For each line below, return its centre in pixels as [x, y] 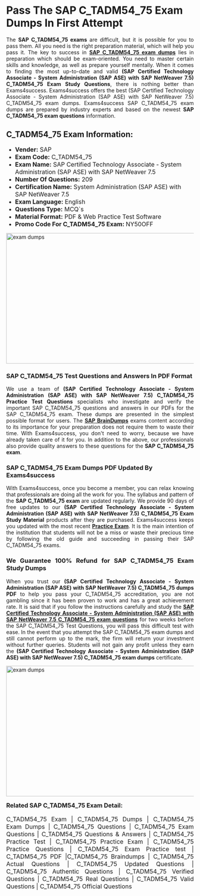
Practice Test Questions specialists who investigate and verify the [100, 402]
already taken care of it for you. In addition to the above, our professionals [100, 440]
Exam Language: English [50, 202]
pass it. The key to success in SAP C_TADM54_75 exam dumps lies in [100, 52]
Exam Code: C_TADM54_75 [53, 157]
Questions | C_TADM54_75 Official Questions [69, 886]
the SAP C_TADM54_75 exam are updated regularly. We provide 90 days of [100, 501]
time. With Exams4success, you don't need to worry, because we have [100, 433]
